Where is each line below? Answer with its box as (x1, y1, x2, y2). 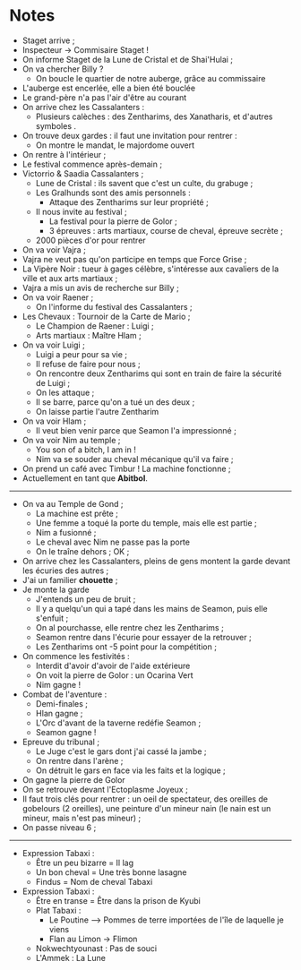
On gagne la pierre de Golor (21, 774, 125, 785)
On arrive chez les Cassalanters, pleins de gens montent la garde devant (21, 555, 291, 566)
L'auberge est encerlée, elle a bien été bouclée (21, 82, 195, 93)
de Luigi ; (35, 377, 70, 388)
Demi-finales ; (35, 698, 88, 708)
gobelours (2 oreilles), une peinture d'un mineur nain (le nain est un (21, 803, 271, 813)
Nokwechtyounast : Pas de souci (35, 942, 158, 954)
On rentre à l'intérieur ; (21, 149, 107, 159)
